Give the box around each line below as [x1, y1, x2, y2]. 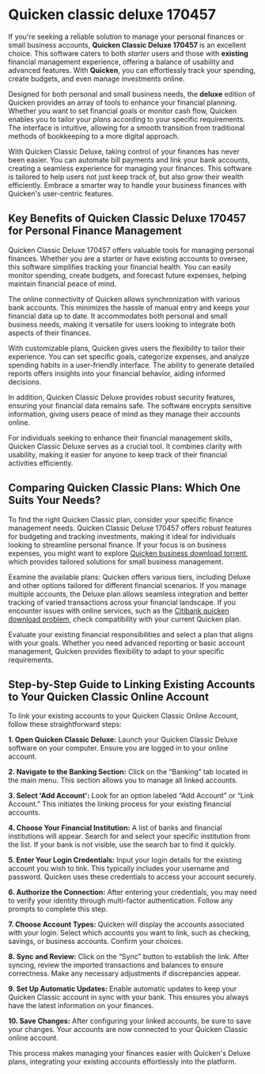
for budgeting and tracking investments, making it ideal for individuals [8, 531, 236, 541]
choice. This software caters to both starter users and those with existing [8, 48, 249, 58]
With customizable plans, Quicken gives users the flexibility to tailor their [8, 343, 245, 353]
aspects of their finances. [8, 327, 92, 338]
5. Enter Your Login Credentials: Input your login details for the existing [8, 855, 242, 865]
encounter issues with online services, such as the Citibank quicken [8, 606, 229, 615]
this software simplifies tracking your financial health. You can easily [8, 262, 232, 271]
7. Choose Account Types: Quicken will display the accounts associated [8, 919, 244, 929]
